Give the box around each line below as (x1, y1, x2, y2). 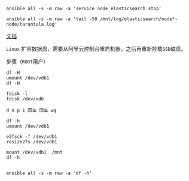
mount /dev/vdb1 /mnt (6, 149, 63, 155)
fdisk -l (6, 91, 28, 97)
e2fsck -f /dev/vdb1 (6, 134, 58, 140)
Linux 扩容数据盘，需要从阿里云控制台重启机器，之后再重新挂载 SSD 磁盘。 (6, 45, 187, 52)
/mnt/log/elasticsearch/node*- (99, 16, 178, 22)
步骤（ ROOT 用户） (6, 58, 49, 65)
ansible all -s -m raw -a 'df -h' (6, 170, 93, 176)
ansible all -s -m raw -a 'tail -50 (6, 16, 97, 22)
